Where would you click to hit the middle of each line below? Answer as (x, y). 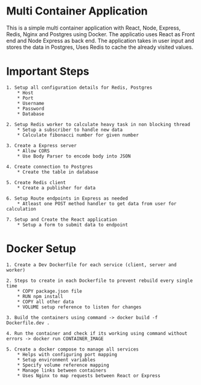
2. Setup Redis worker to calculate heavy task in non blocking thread (98, 124)
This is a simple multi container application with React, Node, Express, (94, 28)
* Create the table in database (58, 172)
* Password (31, 109)
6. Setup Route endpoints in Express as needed (67, 198)
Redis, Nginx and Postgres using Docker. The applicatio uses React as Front (101, 34)
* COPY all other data (46, 302)
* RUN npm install (40, 296)
